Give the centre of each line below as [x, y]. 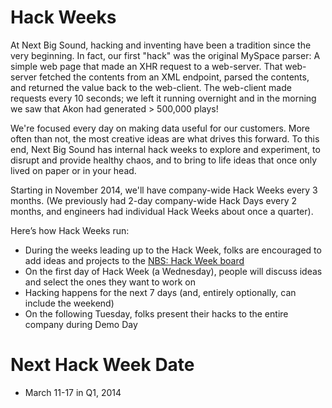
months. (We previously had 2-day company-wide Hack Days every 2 [154, 200]
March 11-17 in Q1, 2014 [73, 392]
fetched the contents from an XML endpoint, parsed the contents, [174, 77]
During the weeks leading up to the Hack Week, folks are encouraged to [173, 250]
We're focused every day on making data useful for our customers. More [160, 128]
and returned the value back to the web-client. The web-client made [151, 87]
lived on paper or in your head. [73, 170]
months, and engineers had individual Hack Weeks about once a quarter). [162, 211]
